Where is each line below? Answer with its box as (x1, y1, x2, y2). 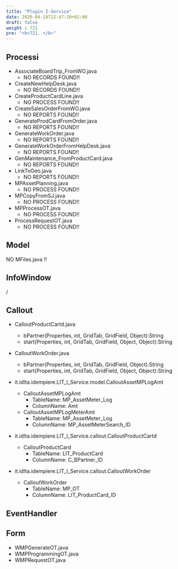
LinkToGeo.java (14, 167, 52, 174)
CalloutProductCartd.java (14, 321, 76, 328)
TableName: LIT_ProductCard (32, 450, 104, 457)
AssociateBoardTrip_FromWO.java (14, 67, 97, 74)
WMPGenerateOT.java (14, 544, 69, 551)
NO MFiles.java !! (6, 255, 47, 263)
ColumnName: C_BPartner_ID (32, 456, 104, 464)
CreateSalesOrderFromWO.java (14, 105, 91, 112)
